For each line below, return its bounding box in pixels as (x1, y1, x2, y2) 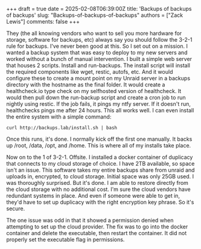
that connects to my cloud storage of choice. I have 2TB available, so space (6, 160, 195, 167)
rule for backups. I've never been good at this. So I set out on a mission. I (6, 42, 188, 50)
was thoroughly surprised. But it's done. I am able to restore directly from (6, 179, 189, 186)
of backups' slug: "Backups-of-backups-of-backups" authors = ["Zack (6, 11, 183, 19)
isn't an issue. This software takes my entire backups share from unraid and (6, 166, 195, 173)
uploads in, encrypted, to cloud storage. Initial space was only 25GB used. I (6, 173, 194, 180)
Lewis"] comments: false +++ (6, 18, 80, 25)
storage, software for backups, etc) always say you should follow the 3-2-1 (6, 36, 193, 43)
